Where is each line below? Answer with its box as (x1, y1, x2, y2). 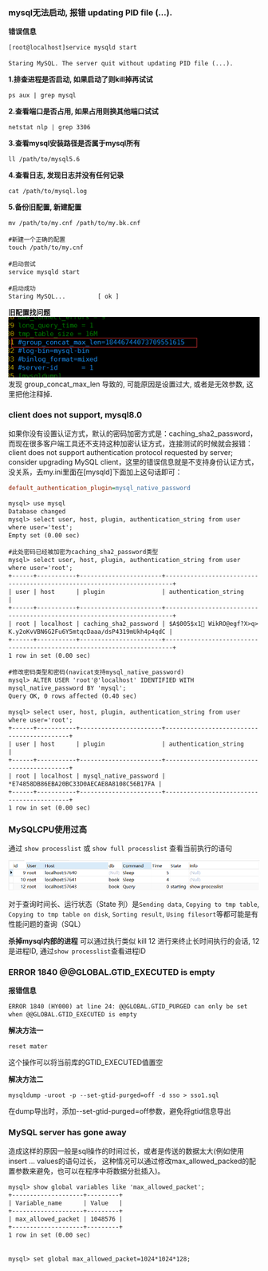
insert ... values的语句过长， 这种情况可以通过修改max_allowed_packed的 (8, 1156, 250, 1166)
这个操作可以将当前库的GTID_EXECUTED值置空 (8, 1058, 164, 1067)
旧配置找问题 (8, 307, 50, 317)
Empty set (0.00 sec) (8, 531, 81, 540)
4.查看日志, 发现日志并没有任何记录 (8, 170, 124, 180)
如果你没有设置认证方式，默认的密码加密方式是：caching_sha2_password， (8, 429, 258, 438)
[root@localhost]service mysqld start (8, 44, 137, 52)
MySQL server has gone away (8, 1127, 127, 1138)
